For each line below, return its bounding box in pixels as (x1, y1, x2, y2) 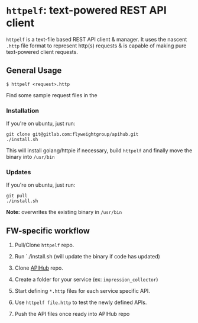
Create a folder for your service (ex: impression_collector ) (14, 276, 158, 283)
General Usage (6, 66, 62, 76)
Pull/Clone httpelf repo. (14, 241, 74, 249)
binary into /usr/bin (6, 153, 55, 161)
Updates (6, 168, 31, 176)
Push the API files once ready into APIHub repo (14, 311, 130, 318)
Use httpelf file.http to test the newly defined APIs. (14, 299, 147, 306)
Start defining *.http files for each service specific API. (14, 287, 150, 295)
